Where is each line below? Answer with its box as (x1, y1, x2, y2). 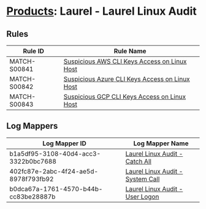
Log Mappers (6, 121, 58, 131)
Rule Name (113, 47, 147, 55)
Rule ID (23, 47, 44, 55)
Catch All (125, 157, 152, 165)
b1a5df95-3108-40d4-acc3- (9, 149, 101, 158)
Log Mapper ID (42, 139, 87, 148)
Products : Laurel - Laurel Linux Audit (6, 4, 197, 18)
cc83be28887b (9, 192, 56, 200)
